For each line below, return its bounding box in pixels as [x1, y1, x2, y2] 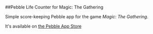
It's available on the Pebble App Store [5, 23, 82, 29]
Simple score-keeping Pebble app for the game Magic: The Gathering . [5, 14, 149, 19]
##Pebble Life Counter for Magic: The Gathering [5, 4, 104, 10]
